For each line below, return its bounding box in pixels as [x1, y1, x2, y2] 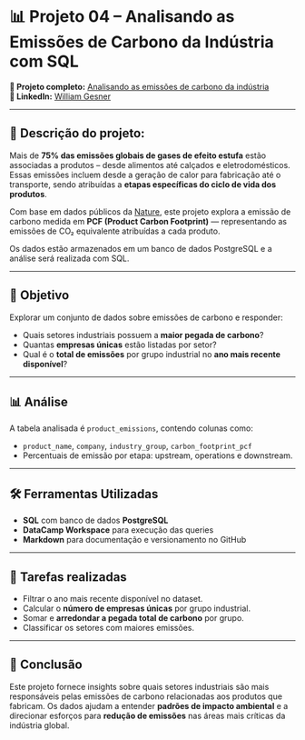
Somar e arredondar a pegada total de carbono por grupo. [22, 613, 245, 623]
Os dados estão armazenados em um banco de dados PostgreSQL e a [9, 243, 272, 254]
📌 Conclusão [9, 657, 84, 673]
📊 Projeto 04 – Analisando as [9, 6, 235, 27]
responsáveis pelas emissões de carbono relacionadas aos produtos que [9, 691, 283, 702]
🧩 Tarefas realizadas [9, 569, 127, 585]
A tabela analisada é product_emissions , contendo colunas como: [9, 423, 254, 434]
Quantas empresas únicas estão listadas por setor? [22, 339, 217, 350]
